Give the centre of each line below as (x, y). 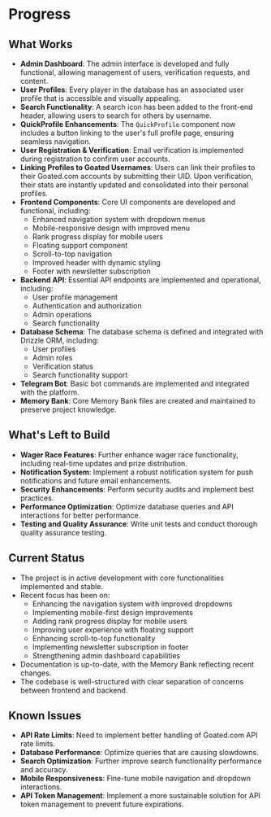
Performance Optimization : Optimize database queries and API (127, 506)
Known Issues (45, 716)
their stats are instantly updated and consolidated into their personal (134, 185)
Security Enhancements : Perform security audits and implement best (137, 489)
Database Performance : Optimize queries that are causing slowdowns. (139, 753)
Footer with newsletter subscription (92, 271)
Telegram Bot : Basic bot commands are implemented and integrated (135, 384)
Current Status (47, 558)
